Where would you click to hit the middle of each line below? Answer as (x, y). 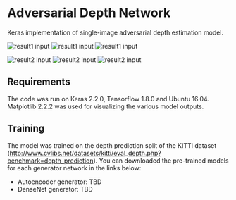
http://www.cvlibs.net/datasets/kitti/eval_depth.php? (86, 153)
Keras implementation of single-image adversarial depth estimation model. (116, 32)
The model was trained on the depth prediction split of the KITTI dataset (112, 145)
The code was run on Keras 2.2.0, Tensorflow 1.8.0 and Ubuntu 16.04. (108, 99)
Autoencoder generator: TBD (60, 182)
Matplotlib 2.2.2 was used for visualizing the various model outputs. (106, 106)
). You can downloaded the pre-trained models (161, 161)
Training (26, 129)
